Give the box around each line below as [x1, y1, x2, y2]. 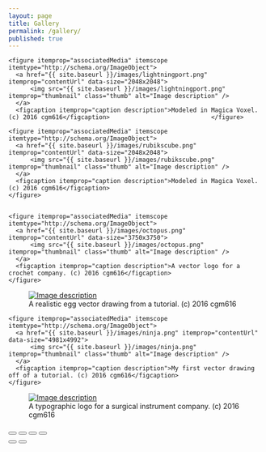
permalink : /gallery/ [8, 27, 82, 35]
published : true [8, 34, 63, 43]
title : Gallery [8, 19, 60, 28]
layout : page [8, 11, 53, 20]
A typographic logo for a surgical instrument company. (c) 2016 [28, 402, 240, 411]
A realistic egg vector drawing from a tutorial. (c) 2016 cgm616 [28, 299, 237, 309]
